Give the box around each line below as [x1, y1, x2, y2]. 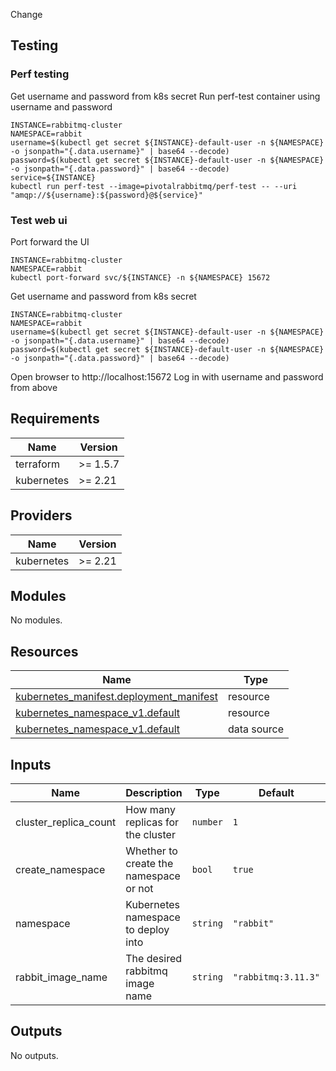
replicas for [125, 815, 180, 829]
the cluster [125, 828, 176, 842]
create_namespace [15, 863, 106, 877]
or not [125, 882, 154, 896]
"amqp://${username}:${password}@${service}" [10, 190, 203, 200]
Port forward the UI [10, 235, 90, 248]
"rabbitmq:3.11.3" [232, 972, 320, 983]
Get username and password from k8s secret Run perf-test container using [10, 90, 321, 102]
